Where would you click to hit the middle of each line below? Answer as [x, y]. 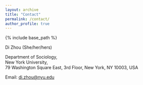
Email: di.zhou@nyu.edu [30, 77]
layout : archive [22, 10]
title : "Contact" [23, 14]
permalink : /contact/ [27, 19]
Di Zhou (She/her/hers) [29, 47]
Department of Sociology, [31, 57]
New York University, [26, 62]
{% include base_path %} [31, 38]
